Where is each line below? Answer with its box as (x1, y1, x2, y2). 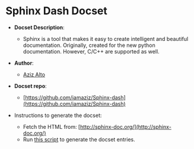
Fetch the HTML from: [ (23, 123, 81, 130)
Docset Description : (14, 24, 65, 31)
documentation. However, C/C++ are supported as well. (23, 47, 160, 55)
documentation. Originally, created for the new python (23, 42, 155, 49)
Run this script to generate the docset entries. (23, 135, 135, 143)
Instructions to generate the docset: (14, 112, 102, 119)
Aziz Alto (23, 71, 46, 78)
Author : (14, 59, 34, 66)
